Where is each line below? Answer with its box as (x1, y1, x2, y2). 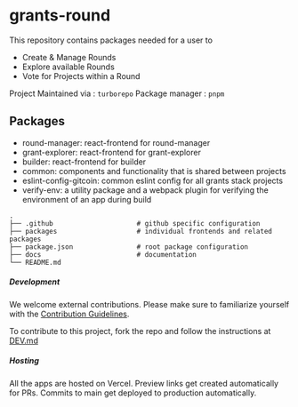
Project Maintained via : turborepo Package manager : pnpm (9, 88, 225, 99)
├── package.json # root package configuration (9, 242, 249, 251)
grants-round (9, 5, 111, 26)
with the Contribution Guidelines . (9, 308, 130, 319)
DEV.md (9, 335, 38, 346)
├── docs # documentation (9, 250, 197, 259)
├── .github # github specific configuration (9, 219, 261, 227)
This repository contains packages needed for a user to (9, 35, 213, 45)
